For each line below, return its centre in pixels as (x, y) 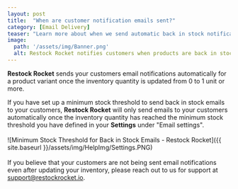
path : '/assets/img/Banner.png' (62, 47)
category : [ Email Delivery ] (49, 27)
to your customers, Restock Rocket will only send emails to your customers (118, 110)
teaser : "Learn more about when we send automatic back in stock (106, 34)
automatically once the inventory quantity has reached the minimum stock (115, 117)
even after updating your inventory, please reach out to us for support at (113, 170)
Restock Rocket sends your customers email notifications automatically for (117, 73)
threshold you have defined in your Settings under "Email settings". (106, 125)
